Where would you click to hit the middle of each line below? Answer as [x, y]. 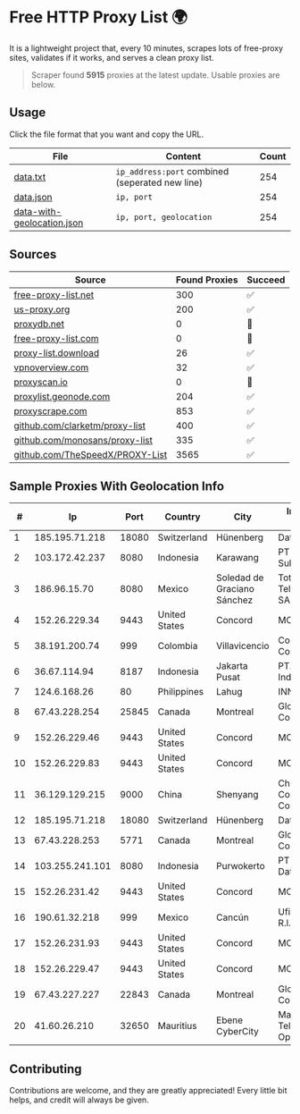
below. [43, 84]
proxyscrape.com [50, 410]
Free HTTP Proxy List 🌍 [99, 17]
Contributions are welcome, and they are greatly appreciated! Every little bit [148, 1091]
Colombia [178, 646]
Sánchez [234, 600]
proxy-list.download [57, 352]
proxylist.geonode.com [62, 396]
